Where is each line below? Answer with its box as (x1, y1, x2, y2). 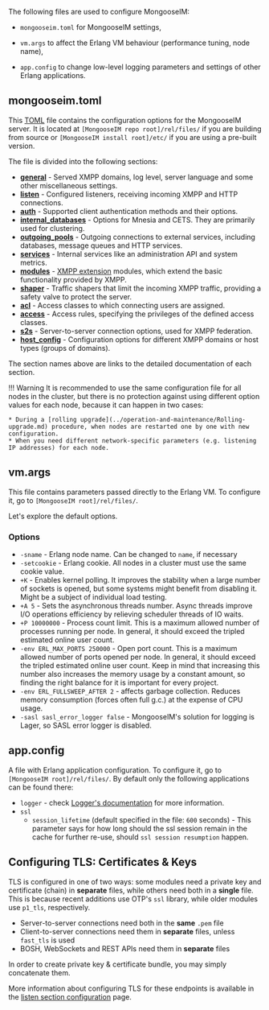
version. (8, 141, 35, 150)
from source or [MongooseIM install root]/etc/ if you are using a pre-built (8, 132, 257, 142)
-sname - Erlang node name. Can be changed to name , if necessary (19, 549, 238, 559)
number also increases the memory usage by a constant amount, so (19, 669, 246, 678)
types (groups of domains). (19, 343, 111, 352)
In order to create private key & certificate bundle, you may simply (8, 959, 227, 969)
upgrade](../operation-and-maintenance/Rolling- (79, 415, 247, 423)
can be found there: (8, 782, 74, 792)
